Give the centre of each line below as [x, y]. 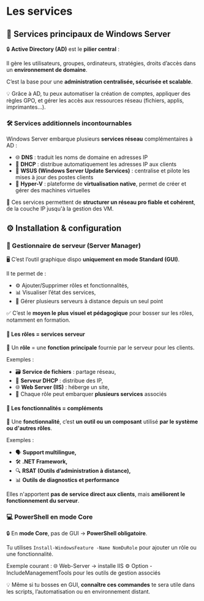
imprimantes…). [26, 107]
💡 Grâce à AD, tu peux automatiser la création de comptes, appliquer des [99, 94]
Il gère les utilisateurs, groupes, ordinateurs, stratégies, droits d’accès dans [101, 63]
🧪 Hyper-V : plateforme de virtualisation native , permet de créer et [101, 184]
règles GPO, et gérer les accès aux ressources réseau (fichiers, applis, [95, 100]
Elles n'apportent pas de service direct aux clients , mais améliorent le [96, 494]
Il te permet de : [26, 273]
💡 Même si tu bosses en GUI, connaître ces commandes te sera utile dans [100, 584]
